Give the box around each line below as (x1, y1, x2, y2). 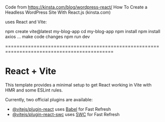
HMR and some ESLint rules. (5, 87, 63, 93)
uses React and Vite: (5, 19, 47, 25)
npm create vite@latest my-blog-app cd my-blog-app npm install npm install (5, 29, 161, 34)
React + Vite (5, 66, 57, 77)
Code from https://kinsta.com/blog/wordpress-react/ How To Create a (5, 4, 148, 10)
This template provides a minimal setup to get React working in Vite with (5, 82, 152, 88)
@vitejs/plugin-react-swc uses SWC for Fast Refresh (12, 111, 120, 117)
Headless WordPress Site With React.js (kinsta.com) (5, 9, 111, 15)
